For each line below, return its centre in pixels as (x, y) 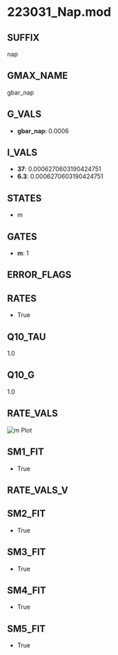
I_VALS (22, 153)
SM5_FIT (26, 628)
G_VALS (24, 114)
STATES (25, 198)
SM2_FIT (26, 514)
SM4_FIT (27, 590)
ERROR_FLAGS (39, 275)
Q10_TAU (27, 337)
